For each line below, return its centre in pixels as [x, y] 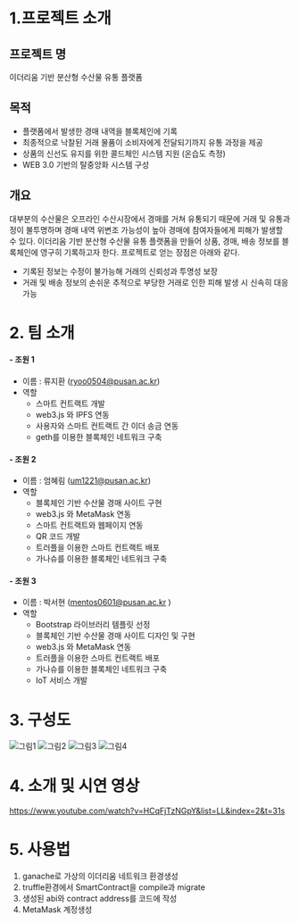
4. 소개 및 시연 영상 [75, 786]
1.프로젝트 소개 [60, 18]
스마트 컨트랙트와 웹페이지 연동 [89, 525]
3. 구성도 [40, 720]
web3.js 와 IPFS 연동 [72, 415]
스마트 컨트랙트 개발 [70, 403]
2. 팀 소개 [42, 333]
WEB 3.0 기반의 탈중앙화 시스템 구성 [86, 164]
